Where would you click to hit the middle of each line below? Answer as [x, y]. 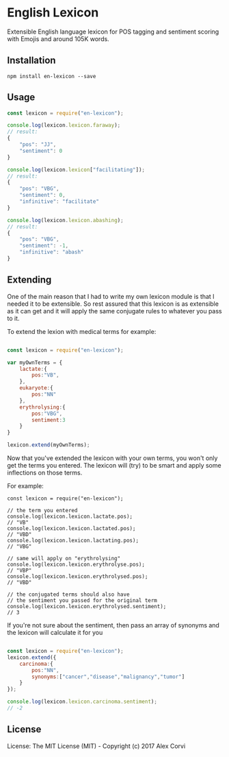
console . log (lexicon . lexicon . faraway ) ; [64, 125]
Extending [29, 280]
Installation [31, 61]
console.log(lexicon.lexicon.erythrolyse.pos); [76, 564]
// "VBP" [19, 570]
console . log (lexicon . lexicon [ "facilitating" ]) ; [76, 169]
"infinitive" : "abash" [52, 252]
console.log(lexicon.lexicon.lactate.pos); [70, 516]
